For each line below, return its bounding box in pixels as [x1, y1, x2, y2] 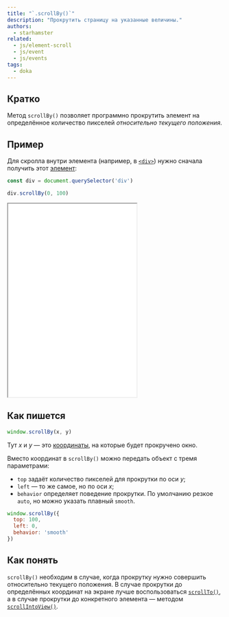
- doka [13, 67, 32, 74]
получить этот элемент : [7, 164, 77, 173]
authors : [7, 23, 32, 30]
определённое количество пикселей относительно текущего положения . [7, 118, 223, 127]
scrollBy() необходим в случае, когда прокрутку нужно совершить [7, 572, 207, 581]
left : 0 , [13, 523, 38, 530]
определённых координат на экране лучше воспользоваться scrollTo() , [7, 587, 221, 596]
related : [7, 36, 32, 43]
